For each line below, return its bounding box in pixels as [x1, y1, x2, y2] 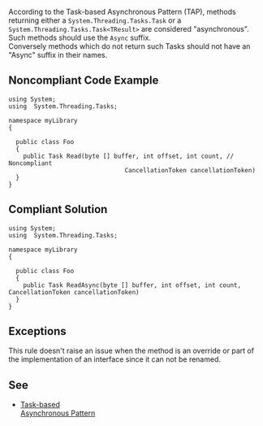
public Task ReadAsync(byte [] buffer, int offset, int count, [23, 280, 242, 289]
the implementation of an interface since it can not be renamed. [8, 354, 222, 364]
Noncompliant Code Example [8, 73, 159, 88]
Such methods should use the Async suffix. [8, 33, 152, 42]
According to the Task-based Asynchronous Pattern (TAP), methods [8, 7, 237, 16]
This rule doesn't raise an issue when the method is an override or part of [8, 346, 254, 356]
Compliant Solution [8, 202, 108, 216]
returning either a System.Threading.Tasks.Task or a [8, 15, 182, 25]
